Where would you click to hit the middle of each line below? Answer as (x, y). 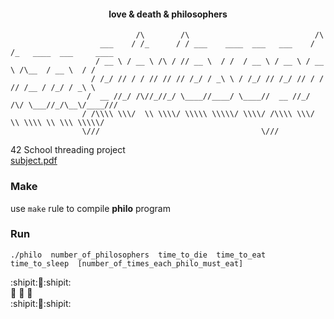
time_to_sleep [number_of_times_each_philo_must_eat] (127, 263)
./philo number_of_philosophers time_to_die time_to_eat (138, 255)
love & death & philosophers (168, 14)
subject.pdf (34, 161)
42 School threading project (68, 150)
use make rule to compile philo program (90, 208)
